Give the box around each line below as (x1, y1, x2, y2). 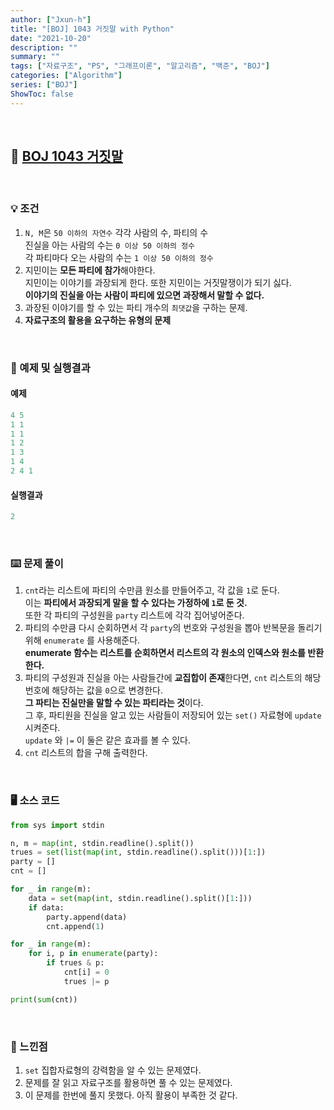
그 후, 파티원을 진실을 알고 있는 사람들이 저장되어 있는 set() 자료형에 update (24, 709, 322, 721)
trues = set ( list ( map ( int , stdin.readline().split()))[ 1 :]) (10, 847, 267, 858)
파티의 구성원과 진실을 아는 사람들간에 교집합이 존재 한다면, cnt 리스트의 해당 (24, 672, 322, 684)
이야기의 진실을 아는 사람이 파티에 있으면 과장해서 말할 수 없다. (24, 289, 265, 301)
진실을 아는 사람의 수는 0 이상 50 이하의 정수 (24, 239, 196, 251)
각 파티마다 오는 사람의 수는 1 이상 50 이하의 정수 (24, 251, 214, 263)
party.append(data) (46, 912, 128, 922)
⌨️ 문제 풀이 (10, 556, 64, 570)
